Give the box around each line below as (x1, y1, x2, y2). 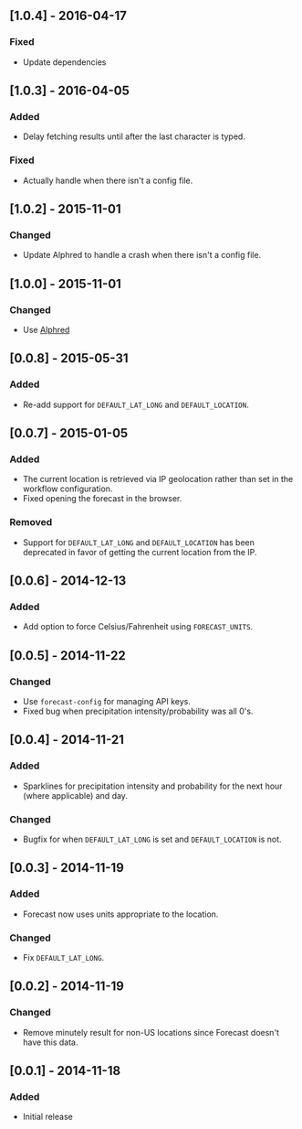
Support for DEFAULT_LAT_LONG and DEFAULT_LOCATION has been (22, 536, 255, 548)
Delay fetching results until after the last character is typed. (22, 131, 246, 142)
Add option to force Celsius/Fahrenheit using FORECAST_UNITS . (22, 621, 254, 632)
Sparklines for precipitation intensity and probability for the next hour (22, 780, 283, 791)
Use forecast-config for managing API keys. (22, 696, 192, 707)
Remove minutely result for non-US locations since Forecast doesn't (22, 1027, 280, 1038)
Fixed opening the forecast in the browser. (22, 493, 182, 504)
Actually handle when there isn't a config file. (22, 175, 193, 186)
